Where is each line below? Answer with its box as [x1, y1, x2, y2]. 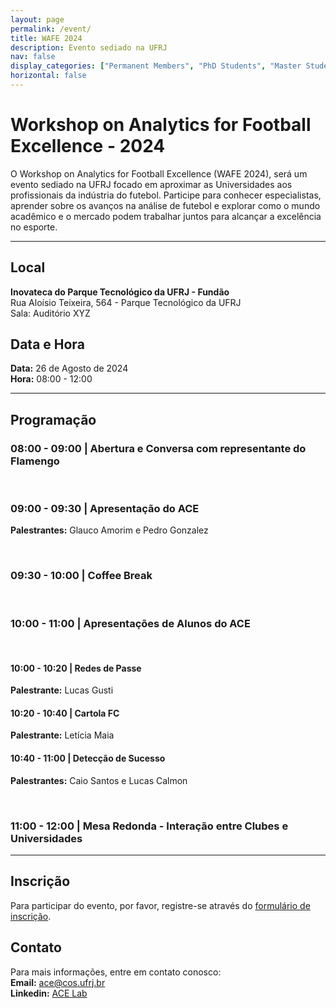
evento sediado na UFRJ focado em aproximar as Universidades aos [10, 178, 293, 190]
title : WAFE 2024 [10, 33, 83, 43]
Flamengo [10, 454, 60, 468]
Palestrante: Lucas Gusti [10, 684, 114, 696]
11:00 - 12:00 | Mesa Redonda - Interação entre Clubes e [10, 819, 289, 833]
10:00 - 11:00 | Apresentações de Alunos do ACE [10, 616, 251, 630]
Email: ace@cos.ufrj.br [10, 976, 106, 988]
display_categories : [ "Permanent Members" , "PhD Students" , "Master [10, 61, 302, 71]
